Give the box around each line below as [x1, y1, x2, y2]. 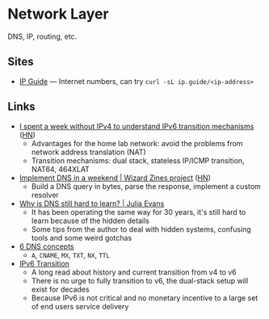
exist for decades [31, 284, 90, 294]
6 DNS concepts [19, 241, 74, 251]
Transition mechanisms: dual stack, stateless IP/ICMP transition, [31, 155, 245, 166]
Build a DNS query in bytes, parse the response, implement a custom [31, 181, 262, 191]
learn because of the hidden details [31, 216, 150, 225]
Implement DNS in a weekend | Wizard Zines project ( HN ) [19, 173, 212, 183]
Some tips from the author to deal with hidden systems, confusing [31, 224, 251, 234]
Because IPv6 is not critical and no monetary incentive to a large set [31, 292, 258, 303]
